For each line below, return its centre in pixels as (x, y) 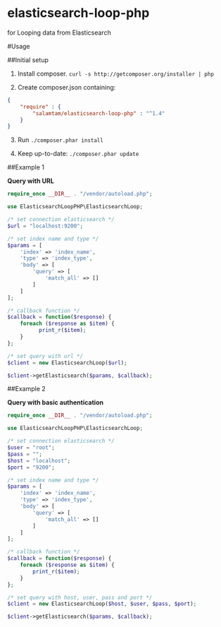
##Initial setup (28, 60)
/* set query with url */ (45, 356)
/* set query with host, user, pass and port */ (80, 597)
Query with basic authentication (56, 402)
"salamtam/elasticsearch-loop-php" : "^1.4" (99, 113)
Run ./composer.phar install (60, 140)
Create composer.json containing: (67, 87)
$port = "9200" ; (31, 467)
